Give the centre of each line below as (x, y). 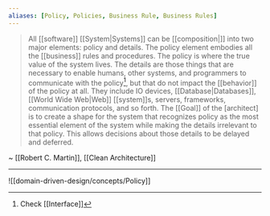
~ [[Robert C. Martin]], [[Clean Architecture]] (82, 158)
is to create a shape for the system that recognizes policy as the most (143, 116)
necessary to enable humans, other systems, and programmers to (137, 72)
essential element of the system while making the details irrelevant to (142, 125)
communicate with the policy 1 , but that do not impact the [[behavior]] (142, 82)
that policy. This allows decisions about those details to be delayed (139, 134)
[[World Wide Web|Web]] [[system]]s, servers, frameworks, (127, 100)
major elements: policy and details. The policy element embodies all (140, 47)
